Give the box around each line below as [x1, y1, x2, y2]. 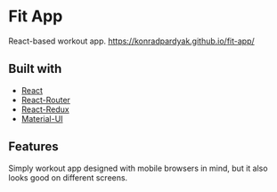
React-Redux [20, 104, 69, 115]
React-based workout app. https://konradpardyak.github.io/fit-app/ [8, 36, 255, 46]
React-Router [20, 94, 70, 105]
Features [8, 140, 59, 155]
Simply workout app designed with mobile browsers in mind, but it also [8, 163, 268, 173]
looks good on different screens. [8, 172, 128, 183]
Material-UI [20, 113, 63, 124]
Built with [8, 61, 62, 76]
